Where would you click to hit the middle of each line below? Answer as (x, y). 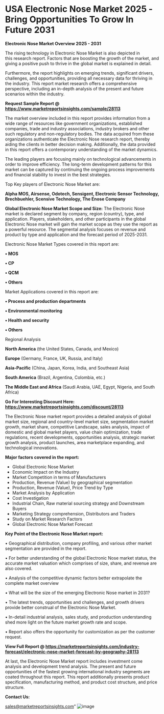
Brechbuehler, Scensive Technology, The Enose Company (65, 199)
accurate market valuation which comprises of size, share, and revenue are (81, 563)
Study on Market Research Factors (47, 519)
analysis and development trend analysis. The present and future (70, 666)
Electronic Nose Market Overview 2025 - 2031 (53, 43)
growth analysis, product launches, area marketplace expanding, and (75, 442)
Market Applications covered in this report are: (52, 291)
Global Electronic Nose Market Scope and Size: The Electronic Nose (75, 208)
